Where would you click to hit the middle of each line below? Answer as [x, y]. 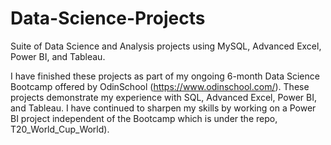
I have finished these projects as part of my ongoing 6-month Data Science [165, 76]
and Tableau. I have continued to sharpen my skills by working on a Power [163, 108]
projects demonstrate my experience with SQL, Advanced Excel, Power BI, [163, 97]
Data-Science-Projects [108, 18]
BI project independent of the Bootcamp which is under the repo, [144, 118]
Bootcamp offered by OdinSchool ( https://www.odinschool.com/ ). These [160, 86]
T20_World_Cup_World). [60, 129]
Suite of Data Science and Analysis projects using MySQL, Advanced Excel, [166, 46]
